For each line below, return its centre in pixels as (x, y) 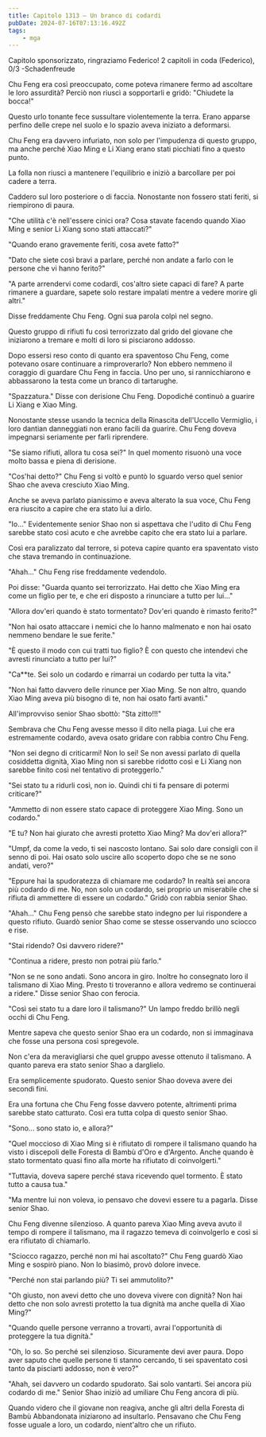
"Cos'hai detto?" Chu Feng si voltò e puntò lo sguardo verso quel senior (126, 476)
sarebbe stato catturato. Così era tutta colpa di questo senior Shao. (118, 1113)
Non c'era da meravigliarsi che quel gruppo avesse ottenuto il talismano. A (130, 1056)
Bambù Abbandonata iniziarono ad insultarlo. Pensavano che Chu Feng (125, 1416)
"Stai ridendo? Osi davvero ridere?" (66, 946)
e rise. (19, 930)
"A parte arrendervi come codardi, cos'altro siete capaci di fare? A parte (126, 284)
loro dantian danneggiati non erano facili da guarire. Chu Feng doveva (122, 429)
